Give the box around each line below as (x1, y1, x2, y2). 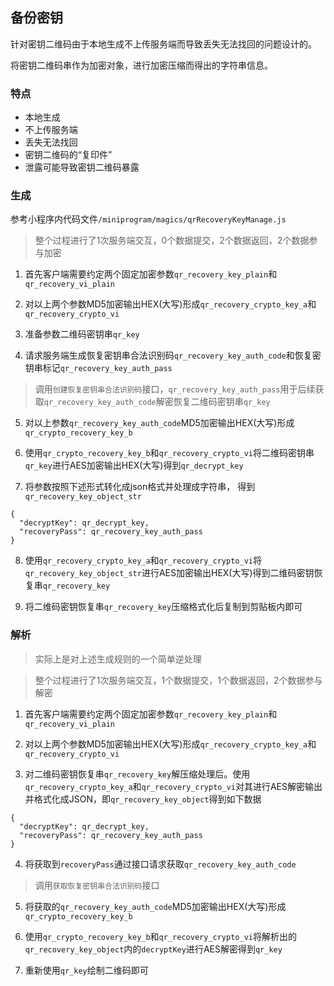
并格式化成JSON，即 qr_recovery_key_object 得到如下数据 (24, 793, 262, 805)
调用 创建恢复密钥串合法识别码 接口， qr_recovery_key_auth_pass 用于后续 (34, 383, 316, 395)
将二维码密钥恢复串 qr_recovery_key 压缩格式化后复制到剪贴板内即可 (24, 601, 303, 613)
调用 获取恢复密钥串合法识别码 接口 (34, 879, 160, 891)
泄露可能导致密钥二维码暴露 (24, 161, 140, 173)
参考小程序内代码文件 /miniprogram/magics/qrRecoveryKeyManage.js (10, 213, 287, 225)
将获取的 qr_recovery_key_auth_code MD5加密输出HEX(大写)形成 (24, 900, 287, 912)
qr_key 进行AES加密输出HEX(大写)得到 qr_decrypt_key (24, 459, 244, 472)
